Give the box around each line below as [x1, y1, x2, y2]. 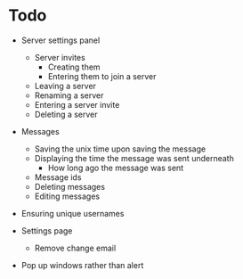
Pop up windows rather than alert [20, 259, 144, 270]
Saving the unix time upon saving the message [34, 144, 207, 154]
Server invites [34, 52, 85, 62]
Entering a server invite [34, 99, 120, 110]
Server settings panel [20, 35, 101, 45]
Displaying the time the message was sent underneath [34, 152, 235, 163]
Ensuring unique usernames [20, 208, 125, 218]
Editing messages [34, 191, 100, 201]
